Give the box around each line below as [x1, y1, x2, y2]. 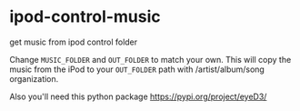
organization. [9, 73, 59, 84]
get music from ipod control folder [9, 36, 138, 47]
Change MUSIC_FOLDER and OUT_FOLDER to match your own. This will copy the [9, 54, 292, 65]
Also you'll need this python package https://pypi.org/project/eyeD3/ [9, 91, 267, 102]
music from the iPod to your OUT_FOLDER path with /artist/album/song [9, 64, 265, 75]
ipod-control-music [9, 6, 161, 27]
